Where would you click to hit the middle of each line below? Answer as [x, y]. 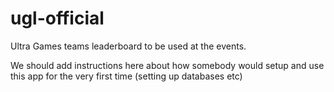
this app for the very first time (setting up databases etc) [126, 76]
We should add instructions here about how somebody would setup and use [167, 65]
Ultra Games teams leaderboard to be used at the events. [128, 46]
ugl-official [57, 18]
